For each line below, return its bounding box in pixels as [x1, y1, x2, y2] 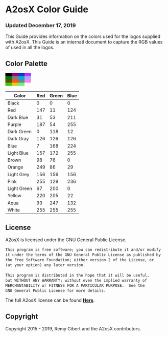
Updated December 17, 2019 [5, 22, 76, 29]
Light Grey [7, 171, 30, 177]
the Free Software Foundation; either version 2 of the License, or [5, 258, 154, 263]
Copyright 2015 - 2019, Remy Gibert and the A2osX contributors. [5, 325, 141, 331]
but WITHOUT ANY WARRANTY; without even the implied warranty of [5, 278, 147, 283]
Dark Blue [7, 114, 28, 120]
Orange [7, 164, 23, 170]
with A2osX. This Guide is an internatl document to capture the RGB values [5, 39, 163, 45]
